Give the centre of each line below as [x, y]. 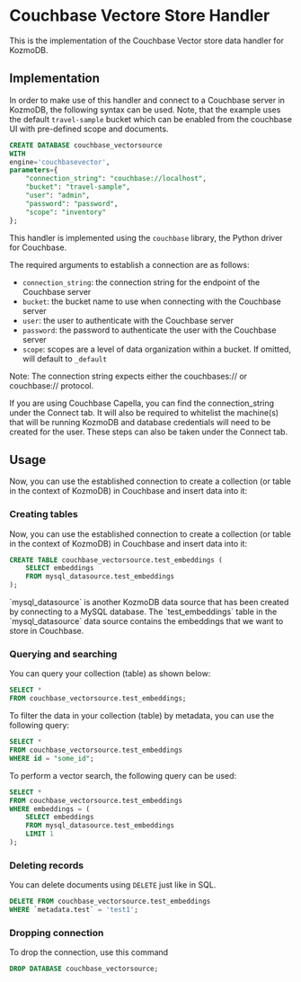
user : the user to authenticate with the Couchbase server [128, 320]
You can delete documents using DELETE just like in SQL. [113, 885]
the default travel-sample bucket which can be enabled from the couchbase [150, 119]
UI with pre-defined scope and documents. [89, 129]
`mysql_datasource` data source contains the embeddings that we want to [146, 621]
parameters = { [34, 170]
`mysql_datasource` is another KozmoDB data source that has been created [149, 603]
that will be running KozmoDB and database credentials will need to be [140, 422]
